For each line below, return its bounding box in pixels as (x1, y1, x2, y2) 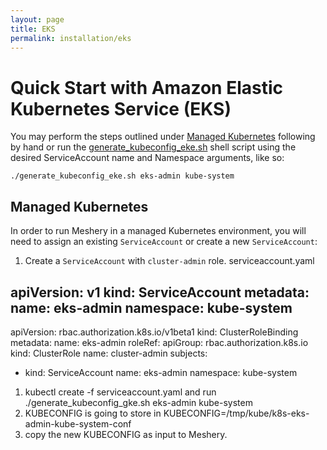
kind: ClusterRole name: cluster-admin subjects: (10, 347, 208, 359)
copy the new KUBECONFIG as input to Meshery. (24, 428, 228, 440)
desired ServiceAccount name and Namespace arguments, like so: (10, 152, 285, 164)
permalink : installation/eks (10, 33, 132, 43)
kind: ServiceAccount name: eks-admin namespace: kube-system (24, 366, 298, 378)
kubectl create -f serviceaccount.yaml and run (24, 386, 217, 398)
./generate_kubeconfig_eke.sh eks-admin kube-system (10, 171, 235, 181)
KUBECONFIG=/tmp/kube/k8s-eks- (163, 407, 310, 419)
